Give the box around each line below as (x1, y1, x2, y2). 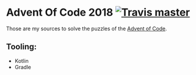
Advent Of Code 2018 (6, 6, 114, 19)
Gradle (14, 63, 31, 70)
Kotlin (14, 57, 29, 64)
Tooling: (6, 42, 37, 52)
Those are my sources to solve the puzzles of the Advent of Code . (6, 25, 167, 32)
